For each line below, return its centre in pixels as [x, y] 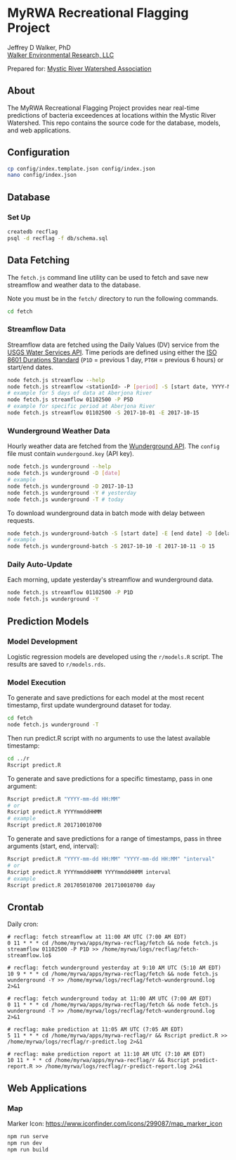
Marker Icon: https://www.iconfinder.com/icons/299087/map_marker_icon [115, 1123]
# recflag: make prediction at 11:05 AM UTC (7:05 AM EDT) [96, 1030]
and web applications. [39, 130]
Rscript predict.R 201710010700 [54, 825]
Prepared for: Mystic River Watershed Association [79, 68]
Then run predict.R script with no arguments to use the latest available [109, 738]
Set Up [19, 217]
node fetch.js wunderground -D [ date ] [64, 474]
